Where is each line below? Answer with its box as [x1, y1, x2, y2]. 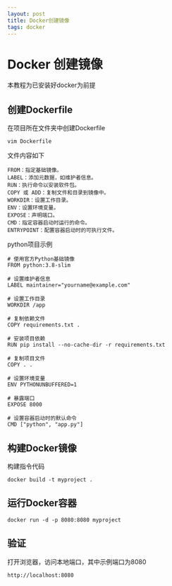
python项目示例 [7, 240, 53, 248]
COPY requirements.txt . [7, 321, 80, 329]
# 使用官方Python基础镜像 [7, 255, 75, 263]
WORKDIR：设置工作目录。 [7, 197, 72, 204]
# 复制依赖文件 [7, 316, 46, 323]
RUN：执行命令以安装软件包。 [7, 182, 80, 189]
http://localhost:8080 [7, 571, 74, 579]
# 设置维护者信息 [7, 275, 51, 283]
